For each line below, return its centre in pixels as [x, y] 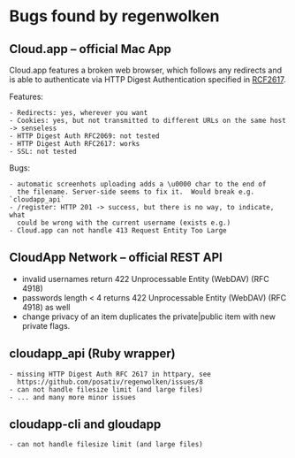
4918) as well [46, 307]
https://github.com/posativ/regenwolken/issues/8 [110, 382]
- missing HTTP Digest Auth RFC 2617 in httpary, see [110, 374]
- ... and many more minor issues [73, 397]
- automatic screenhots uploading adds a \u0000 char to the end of [138, 184]
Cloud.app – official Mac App [91, 49]
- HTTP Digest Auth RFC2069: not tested [85, 136]
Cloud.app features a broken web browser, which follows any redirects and [146, 70]
